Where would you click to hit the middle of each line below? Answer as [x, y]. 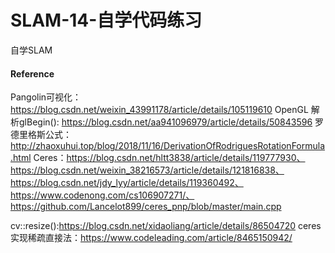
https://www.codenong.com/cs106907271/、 [102, 195]
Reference [32, 73]
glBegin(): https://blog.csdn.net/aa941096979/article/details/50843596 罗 [171, 122]
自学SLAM [31, 50]
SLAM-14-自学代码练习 [106, 20]
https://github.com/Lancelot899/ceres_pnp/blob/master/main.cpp [146, 207]
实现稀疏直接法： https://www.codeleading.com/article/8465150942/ [151, 238]
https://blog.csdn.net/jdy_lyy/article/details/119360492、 [127, 183]
